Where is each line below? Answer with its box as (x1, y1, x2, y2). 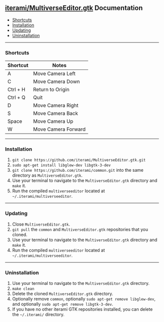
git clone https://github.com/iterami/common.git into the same (12, 167, 144, 173)
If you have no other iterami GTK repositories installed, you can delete (12, 306, 153, 312)
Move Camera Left (33, 70, 76, 77)
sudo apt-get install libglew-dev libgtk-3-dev (12, 163, 111, 168)
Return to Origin (33, 86, 70, 93)
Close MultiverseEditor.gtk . (12, 221, 70, 227)
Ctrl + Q (7, 94, 26, 101)
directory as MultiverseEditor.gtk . (12, 172, 83, 178)
